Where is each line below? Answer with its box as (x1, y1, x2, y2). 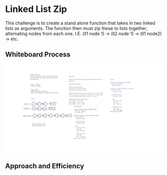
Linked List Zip (5, 3, 67, 15)
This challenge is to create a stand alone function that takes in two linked (5, 20, 155, 26)
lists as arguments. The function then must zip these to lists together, (5, 25, 147, 31)
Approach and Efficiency (5, 162, 84, 171)
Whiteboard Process (5, 50, 71, 59)
